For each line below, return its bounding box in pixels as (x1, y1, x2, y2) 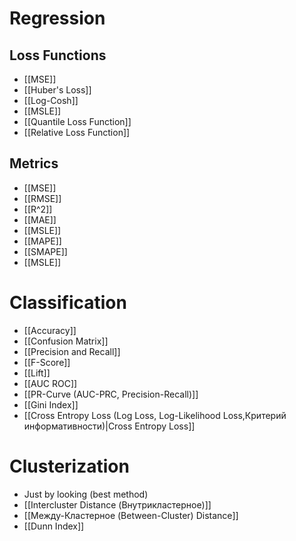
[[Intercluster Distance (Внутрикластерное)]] (23, 498, 212, 511)
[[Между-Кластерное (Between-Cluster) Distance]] (23, 509, 239, 521)
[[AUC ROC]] (23, 377, 78, 389)
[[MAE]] (23, 213, 57, 226)
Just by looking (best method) (23, 488, 149, 500)
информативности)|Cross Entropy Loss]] (23, 420, 196, 432)
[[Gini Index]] (23, 398, 79, 411)
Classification (9, 292, 127, 314)
